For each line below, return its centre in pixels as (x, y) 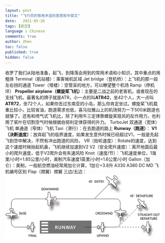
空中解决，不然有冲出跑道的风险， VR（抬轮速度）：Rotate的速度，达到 (85, 140)
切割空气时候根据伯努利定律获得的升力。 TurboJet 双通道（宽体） (93, 122)
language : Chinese (25, 31)
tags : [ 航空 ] (18, 26)
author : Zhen (18, 42)
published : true (22, 52)
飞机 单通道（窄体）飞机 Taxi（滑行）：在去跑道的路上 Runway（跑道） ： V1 (81, 128)
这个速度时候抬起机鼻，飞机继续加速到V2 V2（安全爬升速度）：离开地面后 (79, 147)
